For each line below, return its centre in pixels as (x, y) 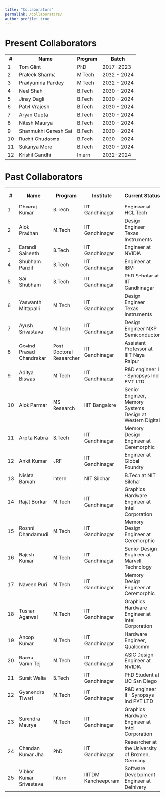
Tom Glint (30, 67)
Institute (102, 196)
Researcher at (141, 742)
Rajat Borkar (33, 502)
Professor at (139, 349)
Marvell (133, 561)
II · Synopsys (139, 695)
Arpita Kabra (33, 438)
